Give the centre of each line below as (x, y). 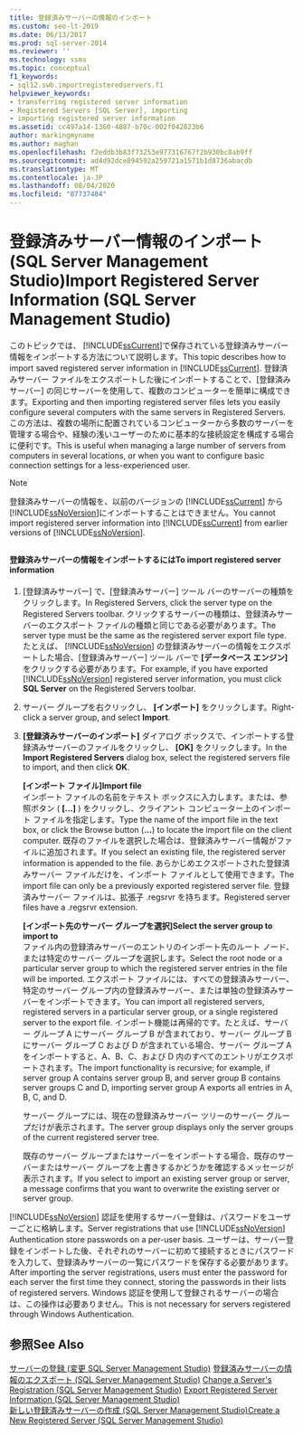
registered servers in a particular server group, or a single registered (150, 1011)
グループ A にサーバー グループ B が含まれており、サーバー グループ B (162, 1034)
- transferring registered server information (99, 102)
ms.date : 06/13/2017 (48, 34)
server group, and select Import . (109, 717)
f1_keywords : (34, 77)
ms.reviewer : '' (40, 52)
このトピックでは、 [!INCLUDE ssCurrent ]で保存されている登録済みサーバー (149, 345)
